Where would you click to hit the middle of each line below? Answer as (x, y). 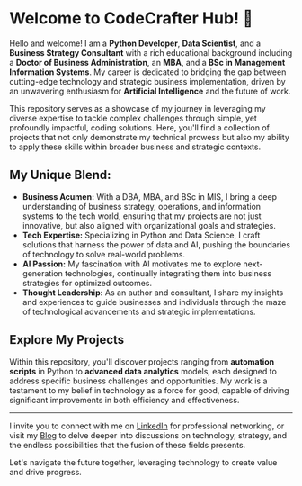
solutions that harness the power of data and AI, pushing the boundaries (156, 244)
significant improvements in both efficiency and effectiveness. (124, 400)
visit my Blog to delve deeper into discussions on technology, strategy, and (148, 435)
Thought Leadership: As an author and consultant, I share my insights (153, 292)
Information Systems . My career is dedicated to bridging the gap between (148, 72)
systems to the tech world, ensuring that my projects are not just (142, 216)
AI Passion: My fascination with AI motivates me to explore (132, 264)
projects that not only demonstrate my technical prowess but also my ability (150, 137)
